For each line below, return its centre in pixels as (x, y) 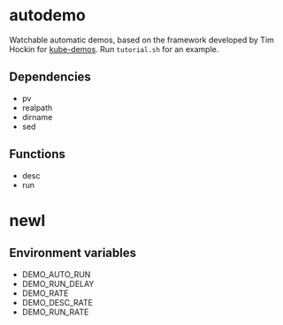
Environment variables (73, 253)
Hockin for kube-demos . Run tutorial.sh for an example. (114, 49)
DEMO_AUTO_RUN (56, 274)
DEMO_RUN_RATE (55, 312)
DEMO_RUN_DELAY (58, 283)
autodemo (47, 15)
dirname (37, 117)
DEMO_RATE (45, 293)
